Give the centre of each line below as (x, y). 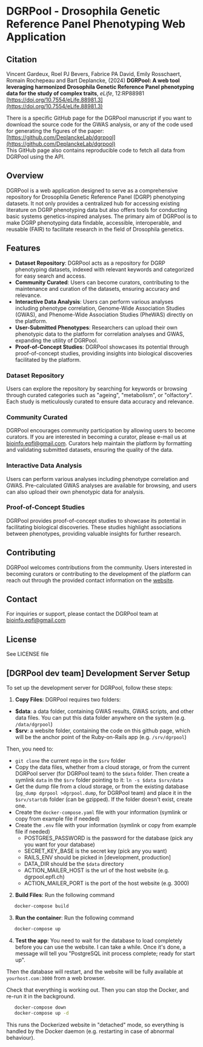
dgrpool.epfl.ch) (44, 877)
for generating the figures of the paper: (55, 131)
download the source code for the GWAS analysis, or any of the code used (100, 124)
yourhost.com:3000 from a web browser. (56, 978)
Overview (25, 176)
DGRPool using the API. (35, 157)
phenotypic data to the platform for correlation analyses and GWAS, (100, 334)
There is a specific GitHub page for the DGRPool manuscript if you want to (99, 118)
